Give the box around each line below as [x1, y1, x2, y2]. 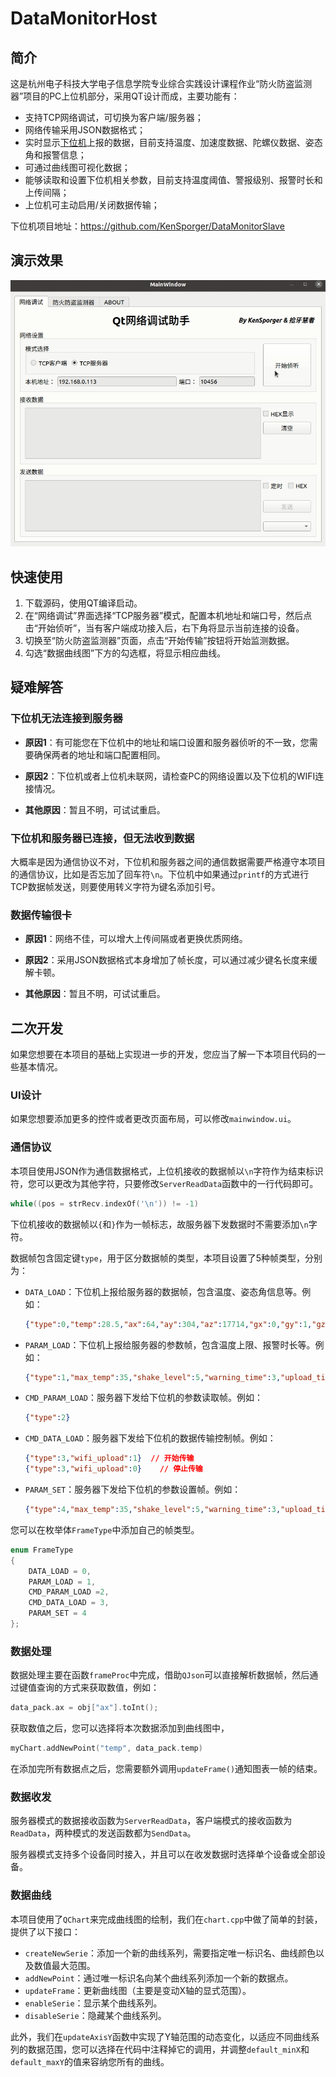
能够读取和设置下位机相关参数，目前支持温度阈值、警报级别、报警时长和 [24, 174, 323, 186]
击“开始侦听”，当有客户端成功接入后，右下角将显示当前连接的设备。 [24, 622, 305, 634]
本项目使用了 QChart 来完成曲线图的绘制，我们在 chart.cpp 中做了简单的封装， [10, 1913, 323, 1925]
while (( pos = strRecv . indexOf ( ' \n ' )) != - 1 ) [10, 1198, 199, 1209]
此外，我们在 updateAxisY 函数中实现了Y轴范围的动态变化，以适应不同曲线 [10, 2030, 312, 2042]
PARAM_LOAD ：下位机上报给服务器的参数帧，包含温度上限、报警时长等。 [24, 1338, 316, 1351]
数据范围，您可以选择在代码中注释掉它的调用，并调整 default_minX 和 [27, 2043, 310, 2055]
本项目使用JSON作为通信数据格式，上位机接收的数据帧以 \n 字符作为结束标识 [10, 1165, 324, 1177]
